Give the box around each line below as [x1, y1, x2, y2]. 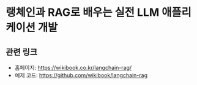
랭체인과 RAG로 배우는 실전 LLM [6, 5, 160, 19]
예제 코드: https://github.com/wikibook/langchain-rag [14, 72, 148, 79]
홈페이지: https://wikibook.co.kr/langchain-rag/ [14, 64, 132, 71]
